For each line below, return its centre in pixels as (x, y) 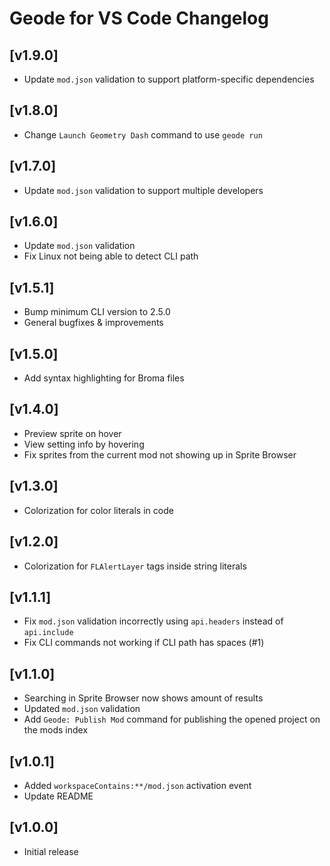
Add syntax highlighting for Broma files (104, 378)
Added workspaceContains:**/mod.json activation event (137, 785)
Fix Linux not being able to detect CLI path (111, 256)
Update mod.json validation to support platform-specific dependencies (169, 79)
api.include (48, 633)
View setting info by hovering (84, 444)
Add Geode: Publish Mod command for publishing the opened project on (172, 719)
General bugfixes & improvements (93, 323)
